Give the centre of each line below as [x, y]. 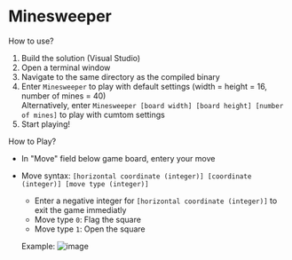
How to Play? [32, 141]
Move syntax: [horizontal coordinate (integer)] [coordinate [136, 176]
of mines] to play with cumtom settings [93, 114]
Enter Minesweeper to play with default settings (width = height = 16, [144, 86]
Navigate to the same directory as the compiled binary [121, 76]
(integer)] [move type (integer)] [85, 184]
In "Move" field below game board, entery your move [118, 158]
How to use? [31, 41]
